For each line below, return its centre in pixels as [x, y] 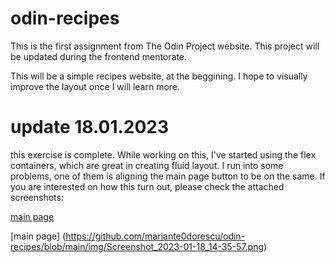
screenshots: [37, 197]
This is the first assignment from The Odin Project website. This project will [165, 46]
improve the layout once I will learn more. [95, 86]
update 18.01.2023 [90, 127]
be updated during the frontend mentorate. [99, 56]
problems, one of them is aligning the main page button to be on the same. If [168, 176]
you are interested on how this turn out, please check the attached [147, 186]
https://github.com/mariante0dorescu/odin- [155, 236]
